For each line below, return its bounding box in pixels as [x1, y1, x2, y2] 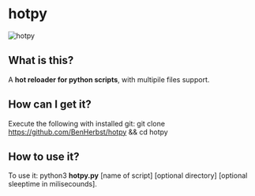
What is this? [8, 54, 74, 67]
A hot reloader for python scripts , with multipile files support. [8, 74, 210, 84]
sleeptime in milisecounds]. [8, 179, 97, 189]
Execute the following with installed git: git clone [8, 119, 166, 128]
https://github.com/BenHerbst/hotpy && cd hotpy [8, 127, 168, 137]
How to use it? [8, 149, 80, 163]
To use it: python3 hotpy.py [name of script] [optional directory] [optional [8, 171, 248, 180]
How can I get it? [8, 98, 92, 111]
